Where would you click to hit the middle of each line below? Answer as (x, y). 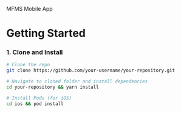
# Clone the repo (28, 65)
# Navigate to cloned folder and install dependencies (77, 81)
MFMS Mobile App (29, 9)
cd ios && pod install (35, 104)
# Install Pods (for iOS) (39, 98)
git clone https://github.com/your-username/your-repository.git (90, 70)
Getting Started (46, 33)
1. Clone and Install (35, 52)
